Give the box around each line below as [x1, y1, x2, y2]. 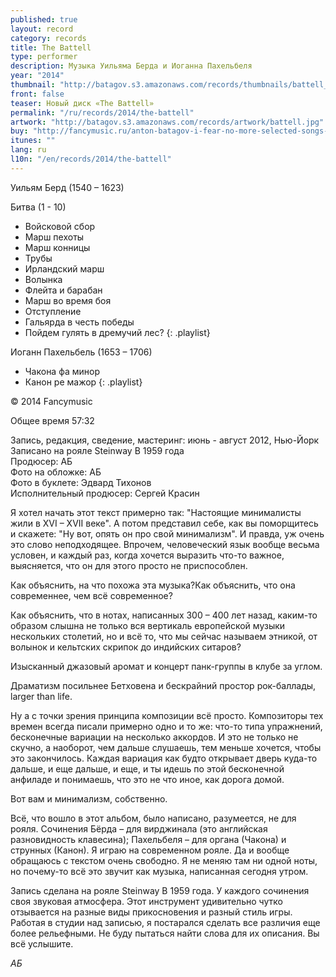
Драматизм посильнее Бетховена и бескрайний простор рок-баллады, [10, 679, 317, 691]
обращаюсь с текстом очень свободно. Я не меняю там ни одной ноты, [10, 854, 318, 866]
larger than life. [10, 690, 73, 702]
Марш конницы [24, 241, 91, 253]
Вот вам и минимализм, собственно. [10, 792, 168, 805]
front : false [10, 89, 65, 99]
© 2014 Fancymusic [10, 395, 93, 407]
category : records [10, 33, 87, 43]
